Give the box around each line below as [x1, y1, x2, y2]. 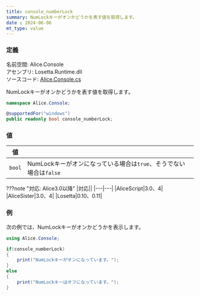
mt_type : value [6, 25, 44, 32]
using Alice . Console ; [6, 235, 60, 241]
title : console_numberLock [6, 8, 73, 15]
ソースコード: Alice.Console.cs [6, 75, 82, 83]
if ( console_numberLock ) [6, 246, 65, 252]
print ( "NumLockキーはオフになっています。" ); [17, 279, 120, 285]
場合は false [27, 169, 61, 177]
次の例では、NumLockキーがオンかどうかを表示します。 [6, 223, 144, 231]
